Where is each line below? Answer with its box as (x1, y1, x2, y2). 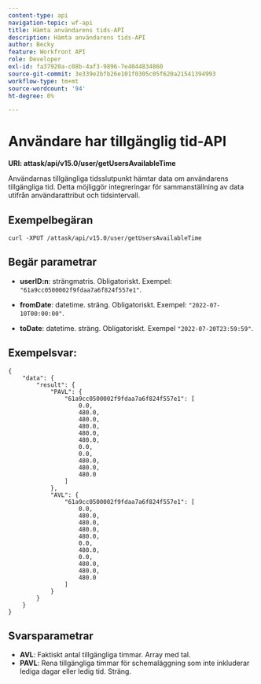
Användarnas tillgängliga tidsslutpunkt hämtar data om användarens (8, 174, 229, 183)
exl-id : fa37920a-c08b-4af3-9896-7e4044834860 (8, 63, 164, 71)
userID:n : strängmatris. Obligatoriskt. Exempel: (19, 276, 172, 285)
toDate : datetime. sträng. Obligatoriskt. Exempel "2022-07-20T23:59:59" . (19, 323, 254, 333)
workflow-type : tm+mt (8, 77, 79, 85)
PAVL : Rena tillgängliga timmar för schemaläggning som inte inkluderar (19, 658, 250, 668)
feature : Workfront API (8, 48, 86, 56)
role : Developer (8, 56, 61, 64)
